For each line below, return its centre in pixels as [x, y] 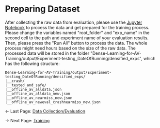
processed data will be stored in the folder [47, 53]
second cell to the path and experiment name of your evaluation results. [77, 38]
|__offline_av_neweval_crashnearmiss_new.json [53, 102]
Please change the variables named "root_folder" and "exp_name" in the [77, 32]
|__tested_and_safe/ [26, 85]
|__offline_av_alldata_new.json [38, 94]
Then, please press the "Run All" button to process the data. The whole [76, 43]
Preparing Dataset [42, 9]
